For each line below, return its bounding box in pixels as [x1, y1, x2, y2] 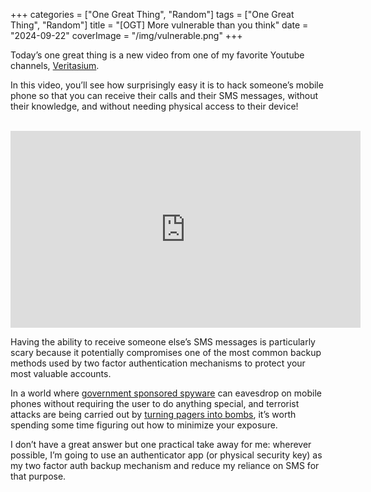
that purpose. [10, 470, 67, 482]
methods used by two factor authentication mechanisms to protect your [10, 357, 306, 369]
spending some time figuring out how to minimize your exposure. [10, 419, 278, 431]
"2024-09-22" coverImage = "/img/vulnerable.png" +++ [10, 30, 243, 41]
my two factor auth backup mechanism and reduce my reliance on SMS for [10, 460, 320, 471]
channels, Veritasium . [10, 60, 100, 71]
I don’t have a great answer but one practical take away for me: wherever [10, 439, 312, 450]
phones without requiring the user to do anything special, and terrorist [10, 398, 300, 409]
